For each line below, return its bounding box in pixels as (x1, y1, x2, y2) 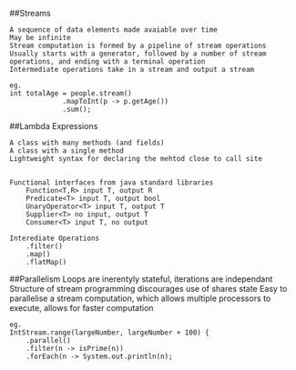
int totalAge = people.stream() (9, 89, 132, 98)
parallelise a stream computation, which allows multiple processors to (9, 293, 271, 304)
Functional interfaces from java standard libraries (9, 178, 214, 187)
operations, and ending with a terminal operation (9, 57, 206, 66)
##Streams (9, 8, 52, 18)
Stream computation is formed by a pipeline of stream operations (9, 41, 267, 50)
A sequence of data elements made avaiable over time (9, 25, 219, 35)
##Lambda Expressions (9, 121, 98, 131)
